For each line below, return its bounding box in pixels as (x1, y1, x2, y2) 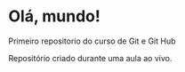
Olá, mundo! (8, 6, 101, 27)
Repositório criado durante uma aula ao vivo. (8, 52, 173, 63)
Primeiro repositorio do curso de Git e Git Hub (8, 36, 176, 46)
